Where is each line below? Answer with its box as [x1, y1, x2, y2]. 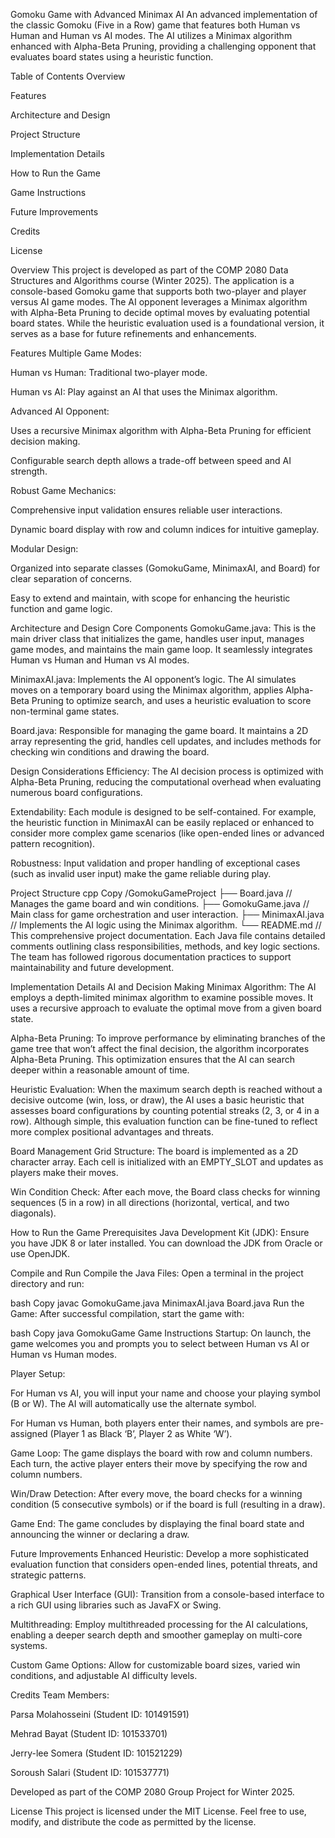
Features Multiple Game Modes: [10, 347, 142, 359]
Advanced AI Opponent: [10, 405, 110, 417]
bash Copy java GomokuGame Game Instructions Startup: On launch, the [10, 1327, 312, 1339]
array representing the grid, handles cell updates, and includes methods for [10, 735, 322, 747]
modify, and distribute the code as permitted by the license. [10, 1816, 257, 1828]
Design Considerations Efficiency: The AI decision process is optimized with [10, 765, 324, 777]
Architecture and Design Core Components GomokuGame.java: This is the [10, 622, 317, 634]
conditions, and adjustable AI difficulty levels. [10, 1670, 198, 1681]
